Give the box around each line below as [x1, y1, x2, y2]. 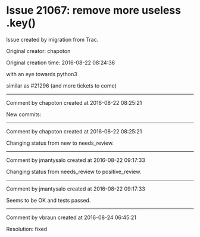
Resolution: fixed [6, 225, 48, 232]
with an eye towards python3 [6, 70, 77, 77]
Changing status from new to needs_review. [6, 139, 114, 146]
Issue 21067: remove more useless [6, 4, 182, 17]
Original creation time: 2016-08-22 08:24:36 [6, 59, 115, 66]
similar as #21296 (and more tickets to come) [6, 82, 117, 89]
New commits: [6, 111, 42, 118]
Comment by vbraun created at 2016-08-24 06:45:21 [6, 214, 137, 221]
